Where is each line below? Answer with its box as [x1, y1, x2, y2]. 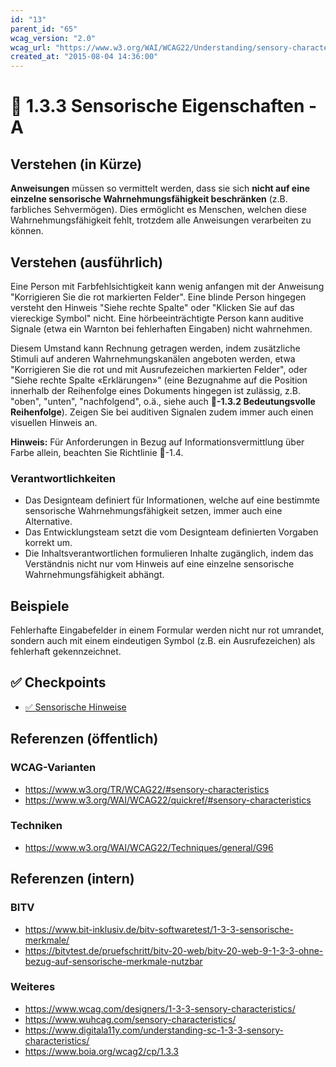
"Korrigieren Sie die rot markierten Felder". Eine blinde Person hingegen [10, 291, 307, 303]
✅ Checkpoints [10, 674, 107, 691]
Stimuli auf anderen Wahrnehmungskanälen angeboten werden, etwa [10, 352, 296, 365]
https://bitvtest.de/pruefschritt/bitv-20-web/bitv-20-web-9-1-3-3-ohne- [24, 944, 324, 956]
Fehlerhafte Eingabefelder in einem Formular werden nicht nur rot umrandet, [10, 624, 325, 636]
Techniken [10, 819, 63, 833]
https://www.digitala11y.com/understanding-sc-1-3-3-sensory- [24, 1024, 284, 1036]
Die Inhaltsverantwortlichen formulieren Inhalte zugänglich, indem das [24, 547, 314, 560]
